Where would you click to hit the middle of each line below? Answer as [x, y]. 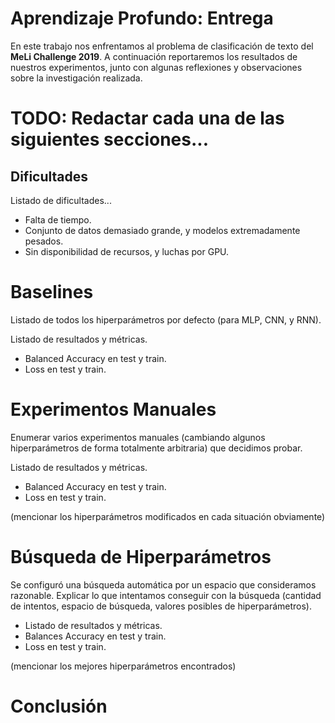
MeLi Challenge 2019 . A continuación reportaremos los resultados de [154, 56]
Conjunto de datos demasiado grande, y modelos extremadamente [162, 230]
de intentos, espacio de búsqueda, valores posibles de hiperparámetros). [161, 606]
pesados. [44, 241]
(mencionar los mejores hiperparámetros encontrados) [123, 666]
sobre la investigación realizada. [76, 78]
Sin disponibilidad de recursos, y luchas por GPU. [127, 251]
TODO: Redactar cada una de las [147, 118]
